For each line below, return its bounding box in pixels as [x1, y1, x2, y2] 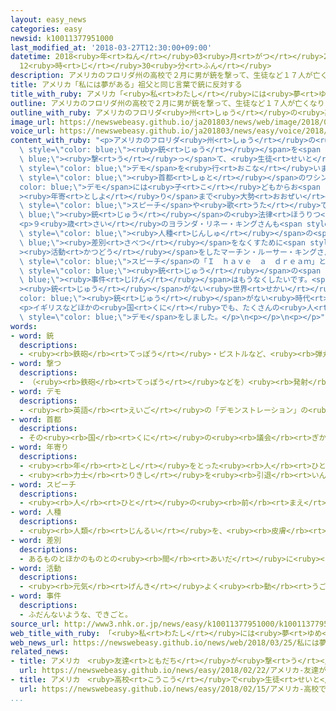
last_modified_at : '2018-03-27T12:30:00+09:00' [10, 42, 213, 53]
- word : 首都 [10, 414, 62, 425]
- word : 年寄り [10, 442, 69, 453]
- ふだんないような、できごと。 [19, 609, 133, 620]
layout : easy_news [10, 14, 87, 25]
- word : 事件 [10, 591, 62, 601]
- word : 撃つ [10, 359, 62, 369]
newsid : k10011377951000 [10, 33, 114, 43]
